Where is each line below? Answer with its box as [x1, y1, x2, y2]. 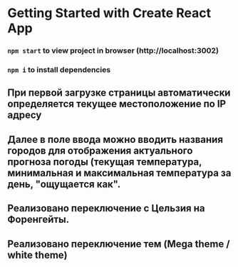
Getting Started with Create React [7, 5, 212, 21]
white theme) [7, 248, 68, 261]
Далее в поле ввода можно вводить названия [7, 133, 223, 146]
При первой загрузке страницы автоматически [7, 87, 231, 99]
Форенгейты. [7, 213, 70, 226]
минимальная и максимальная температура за [7, 166, 232, 179]
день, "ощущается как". [7, 178, 121, 190]
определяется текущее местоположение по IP [7, 98, 227, 110]
